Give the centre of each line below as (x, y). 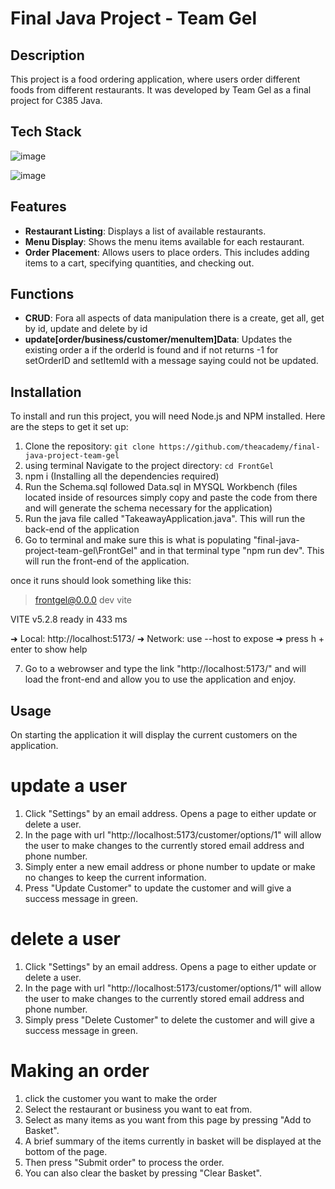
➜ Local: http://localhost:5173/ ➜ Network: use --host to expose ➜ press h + (167, 639)
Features (38, 207)
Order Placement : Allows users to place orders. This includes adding (167, 252)
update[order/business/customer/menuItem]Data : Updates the (158, 339)
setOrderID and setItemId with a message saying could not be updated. (171, 361)
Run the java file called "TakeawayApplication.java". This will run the (165, 519)
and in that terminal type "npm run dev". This (232, 551)
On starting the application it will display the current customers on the (154, 735)
